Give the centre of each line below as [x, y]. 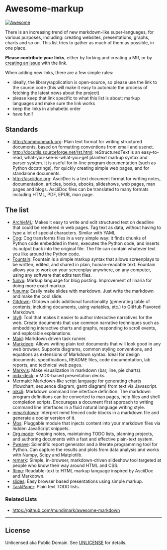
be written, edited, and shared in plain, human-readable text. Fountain [84, 264]
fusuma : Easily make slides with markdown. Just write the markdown [83, 291]
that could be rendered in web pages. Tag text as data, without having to [87, 227]
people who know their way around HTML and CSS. [65, 465]
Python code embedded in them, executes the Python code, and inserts [86, 243]
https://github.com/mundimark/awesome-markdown [66, 510]
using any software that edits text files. [52, 275]
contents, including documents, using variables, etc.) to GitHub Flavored [86, 307]
